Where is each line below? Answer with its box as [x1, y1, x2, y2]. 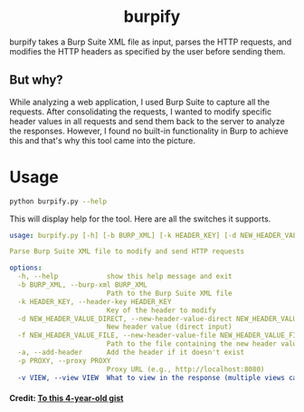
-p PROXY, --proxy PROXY [17, 356, 111, 365]
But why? [9, 73, 63, 88]
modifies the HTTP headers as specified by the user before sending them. [9, 45, 286, 56]
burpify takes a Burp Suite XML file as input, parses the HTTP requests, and [9, 36, 292, 47]
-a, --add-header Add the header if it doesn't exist [17, 348, 245, 358]
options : [9, 263, 43, 273]
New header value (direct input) [106, 322, 233, 332]
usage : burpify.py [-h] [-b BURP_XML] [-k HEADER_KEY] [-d [9, 231, 237, 240]
